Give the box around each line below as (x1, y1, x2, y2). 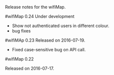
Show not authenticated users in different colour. (12, 23, 110, 29)
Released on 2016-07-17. (5, 65, 55, 71)
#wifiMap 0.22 (5, 56, 34, 62)
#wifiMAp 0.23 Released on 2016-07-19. (5, 37, 85, 43)
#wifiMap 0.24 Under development (5, 14, 75, 19)
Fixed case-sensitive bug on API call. (12, 47, 86, 52)
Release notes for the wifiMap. (5, 4, 66, 10)
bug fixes (12, 28, 31, 33)
